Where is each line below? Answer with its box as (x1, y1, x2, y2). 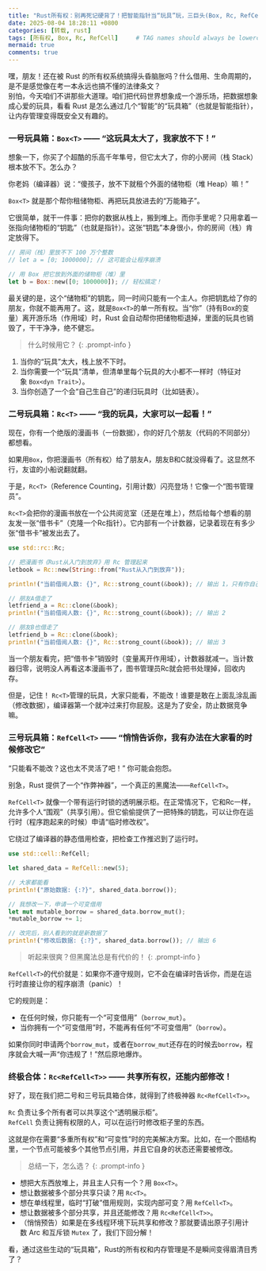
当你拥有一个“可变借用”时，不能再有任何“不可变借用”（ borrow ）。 (19, 1022, 231, 1033)
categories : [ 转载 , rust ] (8, 26, 92, 34)
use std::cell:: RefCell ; (8, 850, 90, 858)
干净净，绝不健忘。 (35, 323, 99, 332)
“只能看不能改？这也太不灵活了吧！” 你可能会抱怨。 (8, 763, 177, 773)
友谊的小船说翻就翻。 (21, 465, 92, 474)
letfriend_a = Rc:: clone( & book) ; (8, 601, 119, 610)
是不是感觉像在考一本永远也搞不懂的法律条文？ (8, 81, 161, 91)
